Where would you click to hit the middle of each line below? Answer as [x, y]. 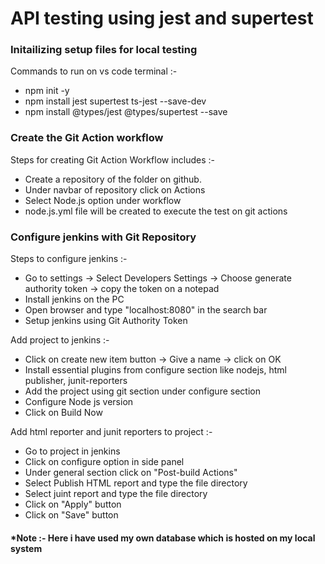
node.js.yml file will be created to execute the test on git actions [156, 211]
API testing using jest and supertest [162, 18]
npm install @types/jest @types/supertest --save [126, 112]
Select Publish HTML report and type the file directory [136, 483]
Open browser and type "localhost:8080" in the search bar [146, 310]
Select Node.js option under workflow [103, 200]
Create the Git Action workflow [87, 138]
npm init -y [47, 91]
